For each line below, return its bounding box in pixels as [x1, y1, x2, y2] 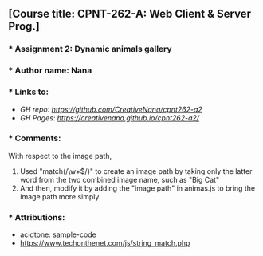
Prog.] [8, 20, 40, 33]
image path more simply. [19, 191, 101, 201]
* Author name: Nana [8, 65, 92, 76]
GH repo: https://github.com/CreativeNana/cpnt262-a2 [19, 104, 203, 114]
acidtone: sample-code [19, 230, 97, 239]
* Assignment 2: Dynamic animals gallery [8, 44, 173, 55]
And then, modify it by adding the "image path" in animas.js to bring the [19, 183, 256, 193]
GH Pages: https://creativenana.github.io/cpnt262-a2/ [19, 112, 200, 123]
